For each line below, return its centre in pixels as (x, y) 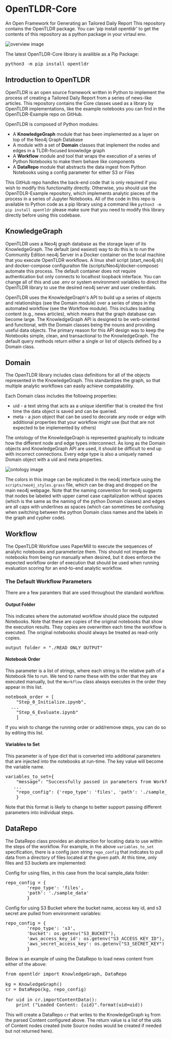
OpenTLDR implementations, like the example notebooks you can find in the (85, 109)
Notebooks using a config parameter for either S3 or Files (73, 172)
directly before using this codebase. (43, 215)
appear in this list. (24, 687)
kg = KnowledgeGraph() (34, 984)
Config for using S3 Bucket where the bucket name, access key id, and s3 (83, 908)
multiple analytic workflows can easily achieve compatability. (70, 386)
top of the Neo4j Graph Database (48, 139)
